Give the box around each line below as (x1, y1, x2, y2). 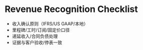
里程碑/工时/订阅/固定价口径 (12, 26, 70, 33)
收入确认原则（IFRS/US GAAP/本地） (12, 20, 88, 26)
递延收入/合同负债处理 (12, 33, 58, 39)
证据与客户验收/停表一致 (12, 39, 62, 45)
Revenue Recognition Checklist (5, 3, 138, 15)
